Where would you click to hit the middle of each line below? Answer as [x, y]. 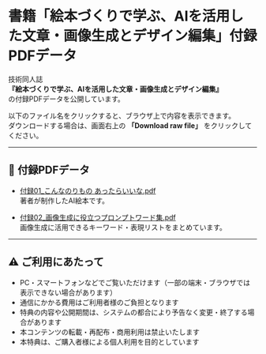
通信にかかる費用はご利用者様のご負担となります [99, 302]
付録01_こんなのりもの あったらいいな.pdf [88, 190]
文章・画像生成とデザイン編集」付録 [140, 36]
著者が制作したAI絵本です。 [64, 200]
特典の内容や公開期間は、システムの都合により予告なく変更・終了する [134, 312]
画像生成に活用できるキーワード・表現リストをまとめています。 [123, 227]
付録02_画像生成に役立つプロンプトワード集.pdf [97, 217]
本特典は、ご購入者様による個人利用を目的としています [109, 341]
